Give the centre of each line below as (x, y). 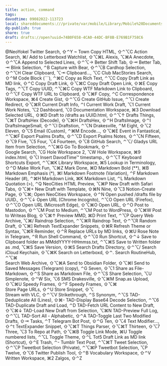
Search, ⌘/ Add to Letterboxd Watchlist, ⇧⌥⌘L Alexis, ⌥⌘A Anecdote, (80, 57)
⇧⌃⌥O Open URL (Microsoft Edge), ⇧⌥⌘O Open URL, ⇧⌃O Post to (77, 205)
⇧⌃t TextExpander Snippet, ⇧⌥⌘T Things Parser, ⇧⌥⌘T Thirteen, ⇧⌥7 (83, 326)
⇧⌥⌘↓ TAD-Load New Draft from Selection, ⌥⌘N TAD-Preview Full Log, (82, 310)
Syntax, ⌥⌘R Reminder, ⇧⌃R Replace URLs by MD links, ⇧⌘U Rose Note (82, 231)
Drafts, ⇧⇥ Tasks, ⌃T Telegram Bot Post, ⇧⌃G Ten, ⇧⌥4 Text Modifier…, (82, 321)
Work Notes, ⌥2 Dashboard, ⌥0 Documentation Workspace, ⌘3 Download (83, 109)
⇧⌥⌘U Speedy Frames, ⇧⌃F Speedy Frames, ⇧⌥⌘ (61, 284)
